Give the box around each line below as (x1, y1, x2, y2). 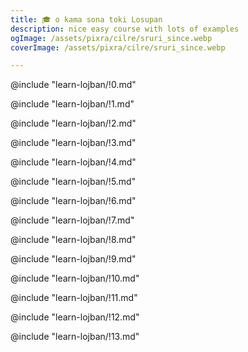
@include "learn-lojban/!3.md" (10, 137, 137, 149)
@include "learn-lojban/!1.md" (10, 98, 135, 110)
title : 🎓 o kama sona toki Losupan (10, 14, 163, 25)
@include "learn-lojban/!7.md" (10, 214, 135, 226)
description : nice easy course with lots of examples (10, 24, 240, 34)
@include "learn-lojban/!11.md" (10, 292, 138, 304)
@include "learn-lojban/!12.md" (10, 311, 140, 323)
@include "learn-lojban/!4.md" (10, 156, 137, 168)
